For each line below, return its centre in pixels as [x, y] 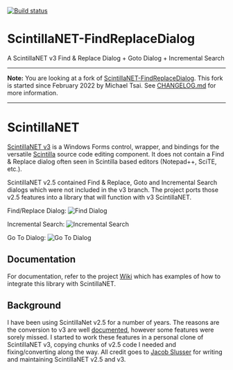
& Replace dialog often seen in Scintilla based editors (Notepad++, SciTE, [112, 161]
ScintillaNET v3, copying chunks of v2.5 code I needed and [92, 344]
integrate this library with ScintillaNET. [62, 283]
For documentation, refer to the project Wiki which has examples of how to [114, 276]
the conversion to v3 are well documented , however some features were [111, 330]
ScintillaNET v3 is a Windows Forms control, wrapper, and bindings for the [113, 147]
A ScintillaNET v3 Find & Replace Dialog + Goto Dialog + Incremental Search [116, 58]
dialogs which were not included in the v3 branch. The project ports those [113, 190]
